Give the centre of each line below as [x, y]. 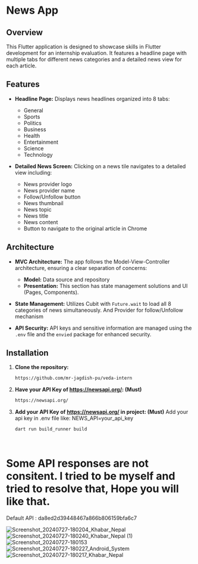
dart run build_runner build [51, 429]
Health [32, 135]
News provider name [49, 190]
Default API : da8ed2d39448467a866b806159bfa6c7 [72, 518]
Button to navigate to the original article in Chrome [85, 228]
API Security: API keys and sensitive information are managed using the [103, 328]
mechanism [29, 316]
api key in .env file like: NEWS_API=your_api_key [74, 419]
